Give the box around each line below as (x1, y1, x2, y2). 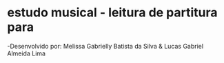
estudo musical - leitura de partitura (7, 5, 218, 21)
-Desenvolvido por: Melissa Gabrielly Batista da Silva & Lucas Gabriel (7, 42, 204, 50)
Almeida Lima (7, 49, 46, 58)
